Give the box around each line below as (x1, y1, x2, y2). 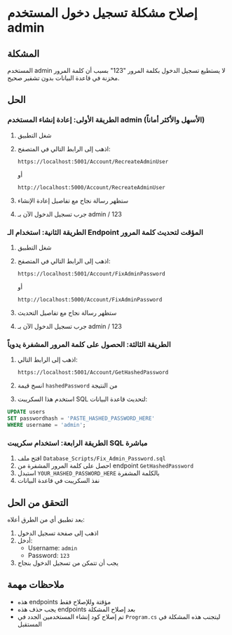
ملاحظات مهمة (7, 579, 64, 591)
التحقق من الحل (7, 496, 69, 509)
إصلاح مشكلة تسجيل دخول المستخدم (7, 5, 198, 21)
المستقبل (17, 620, 42, 628)
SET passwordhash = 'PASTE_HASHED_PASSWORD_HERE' (7, 415, 156, 422)
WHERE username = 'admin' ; (7, 422, 86, 429)
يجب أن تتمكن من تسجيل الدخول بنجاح (17, 559, 119, 567)
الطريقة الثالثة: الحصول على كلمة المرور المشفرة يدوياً (7, 339, 172, 349)
